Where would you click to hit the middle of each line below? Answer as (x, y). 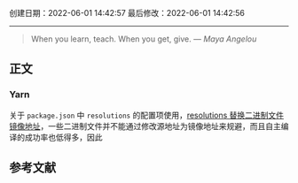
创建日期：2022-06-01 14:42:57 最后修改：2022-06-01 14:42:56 (127, 13)
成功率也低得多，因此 (63, 137)
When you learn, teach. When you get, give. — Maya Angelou (144, 39)
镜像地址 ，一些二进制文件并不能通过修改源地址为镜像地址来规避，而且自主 (145, 126)
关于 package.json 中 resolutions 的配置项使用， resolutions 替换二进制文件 (147, 115)
